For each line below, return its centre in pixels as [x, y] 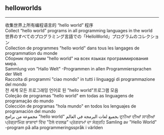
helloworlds [23, 8]
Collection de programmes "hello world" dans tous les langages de [72, 48]
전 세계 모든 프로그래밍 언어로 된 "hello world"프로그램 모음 [62, 90]
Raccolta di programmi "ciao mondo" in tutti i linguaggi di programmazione [80, 79]
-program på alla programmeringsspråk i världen [54, 127]
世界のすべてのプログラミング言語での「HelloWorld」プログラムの [72, 36]
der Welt [14, 74]
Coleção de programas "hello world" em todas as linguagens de [69, 95]
